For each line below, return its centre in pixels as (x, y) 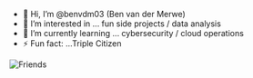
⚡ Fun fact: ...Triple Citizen (72, 44)
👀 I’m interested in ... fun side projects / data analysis (121, 24)
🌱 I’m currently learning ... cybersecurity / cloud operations (133, 33)
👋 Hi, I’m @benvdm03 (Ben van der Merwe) (104, 14)
